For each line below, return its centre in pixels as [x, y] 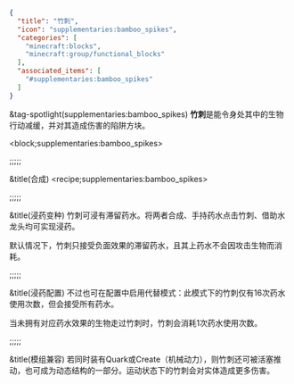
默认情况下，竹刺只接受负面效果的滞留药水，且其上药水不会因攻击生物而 [142, 245]
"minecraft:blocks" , [63, 46]
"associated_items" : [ [59, 71]
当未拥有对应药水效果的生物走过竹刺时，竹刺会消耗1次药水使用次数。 [136, 322]
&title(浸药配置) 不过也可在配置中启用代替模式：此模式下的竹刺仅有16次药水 [147, 292]
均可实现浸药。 [52, 226]
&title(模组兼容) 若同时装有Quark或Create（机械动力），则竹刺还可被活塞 [142, 359]
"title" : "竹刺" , [48, 21]
